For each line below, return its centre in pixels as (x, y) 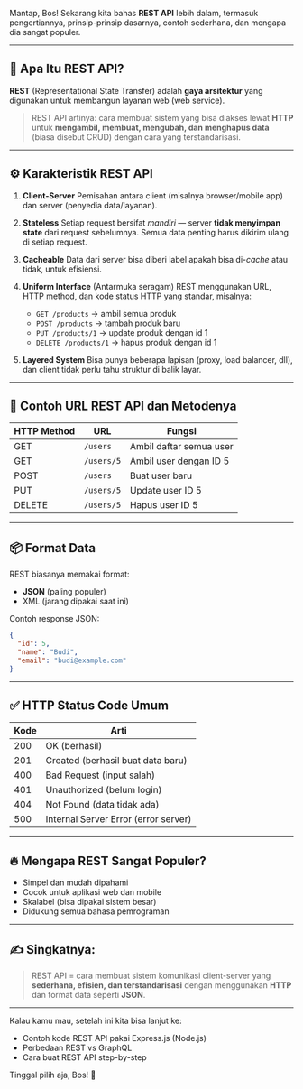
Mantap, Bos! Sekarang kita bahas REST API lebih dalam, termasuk (134, 13)
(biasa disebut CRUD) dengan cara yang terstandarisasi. (136, 137)
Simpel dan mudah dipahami (75, 882)
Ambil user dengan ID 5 (179, 461)
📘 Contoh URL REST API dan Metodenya (123, 406)
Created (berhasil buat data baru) (116, 761)
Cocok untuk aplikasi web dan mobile (92, 892)
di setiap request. (55, 242)
